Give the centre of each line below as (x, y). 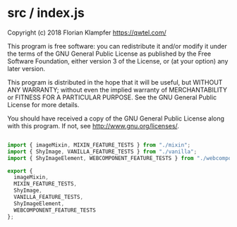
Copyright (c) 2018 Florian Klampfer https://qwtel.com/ (87, 32)
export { (20, 171)
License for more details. (43, 104)
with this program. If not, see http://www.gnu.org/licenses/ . (93, 125)
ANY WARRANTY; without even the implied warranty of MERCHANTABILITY (117, 90)
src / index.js (46, 13)
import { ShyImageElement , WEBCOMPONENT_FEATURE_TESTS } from (101, 158)
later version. (26, 68)
